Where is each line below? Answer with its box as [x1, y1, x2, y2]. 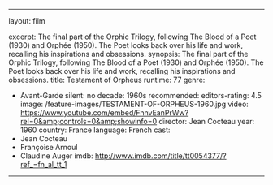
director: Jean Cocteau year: [158, 117, 255, 126]
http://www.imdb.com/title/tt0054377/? [94, 151, 227, 161]
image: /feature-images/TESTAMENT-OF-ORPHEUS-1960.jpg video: [19, 99, 249, 109]
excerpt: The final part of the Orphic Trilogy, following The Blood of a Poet [8, 32, 257, 41]
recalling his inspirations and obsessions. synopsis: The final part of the [8, 49, 249, 58]
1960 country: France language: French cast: [19, 125, 171, 135]
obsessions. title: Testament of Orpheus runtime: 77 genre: [8, 75, 206, 84]
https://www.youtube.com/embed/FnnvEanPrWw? [19, 108, 189, 118]
